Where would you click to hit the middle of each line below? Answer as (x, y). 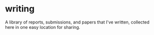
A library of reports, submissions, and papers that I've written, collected (77, 22)
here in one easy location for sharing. (43, 27)
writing (20, 9)
